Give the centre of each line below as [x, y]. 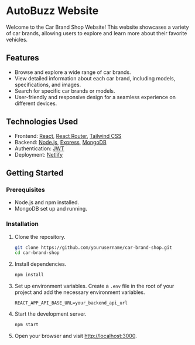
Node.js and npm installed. [47, 202]
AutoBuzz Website [52, 11]
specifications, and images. [48, 84]
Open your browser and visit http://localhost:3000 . [76, 336]
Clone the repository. [40, 236]
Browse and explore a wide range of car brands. [73, 72]
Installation [23, 224]
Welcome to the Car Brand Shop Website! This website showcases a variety [97, 27]
